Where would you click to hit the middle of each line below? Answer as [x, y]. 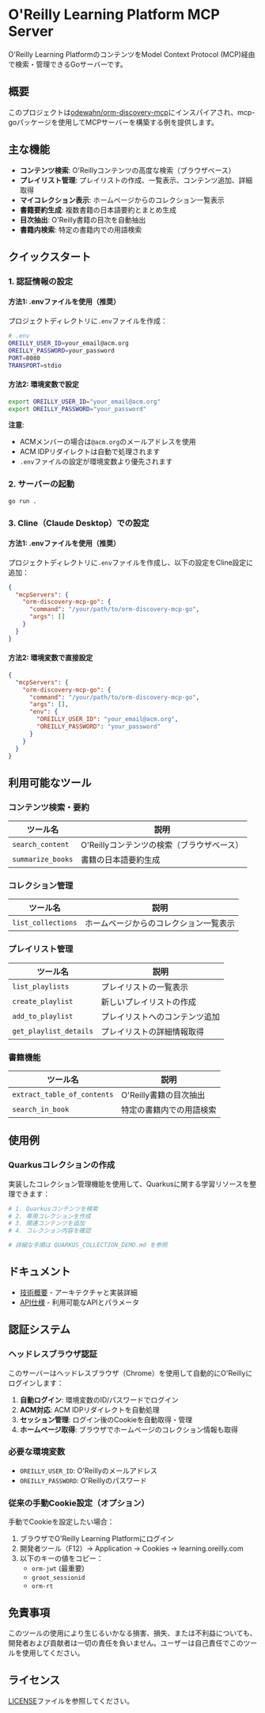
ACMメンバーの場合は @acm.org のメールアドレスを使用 [108, 442]
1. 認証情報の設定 [41, 281]
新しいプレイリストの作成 [148, 1001]
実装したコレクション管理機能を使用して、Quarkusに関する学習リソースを [129, 1184]
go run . [23, 501]
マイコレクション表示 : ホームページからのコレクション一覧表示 [122, 200]
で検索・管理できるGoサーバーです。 [68, 64]
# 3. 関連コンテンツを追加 [47, 1223]
